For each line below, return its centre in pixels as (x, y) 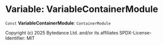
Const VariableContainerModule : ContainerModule (58, 23)
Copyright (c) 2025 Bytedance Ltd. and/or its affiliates (62, 32)
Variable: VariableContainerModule (82, 9)
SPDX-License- (135, 32)
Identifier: (15, 38)
